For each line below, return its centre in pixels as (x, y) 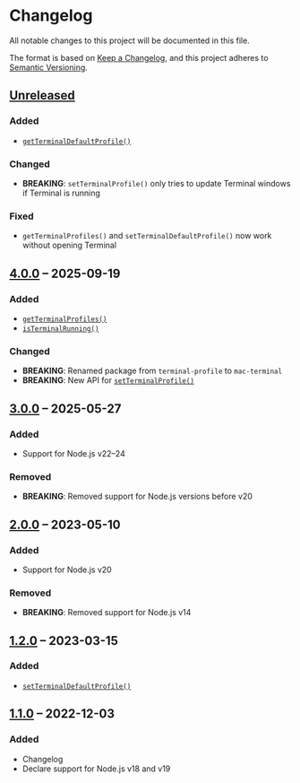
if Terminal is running (61, 193)
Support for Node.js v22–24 (73, 453)
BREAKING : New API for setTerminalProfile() (108, 380)
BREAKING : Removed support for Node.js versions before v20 (137, 496)
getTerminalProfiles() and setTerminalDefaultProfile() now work (147, 236)
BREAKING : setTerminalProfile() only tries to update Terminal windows (156, 183)
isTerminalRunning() (60, 328)
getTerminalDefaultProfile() (77, 141)
